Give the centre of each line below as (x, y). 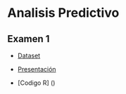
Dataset (29, 55)
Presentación (37, 69)
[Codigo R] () (36, 83)
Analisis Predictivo (63, 13)
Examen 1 (29, 39)
